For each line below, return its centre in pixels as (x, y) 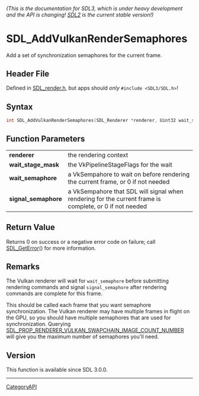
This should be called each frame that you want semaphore (79, 305)
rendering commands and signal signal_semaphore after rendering (86, 287)
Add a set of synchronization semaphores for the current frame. (84, 55)
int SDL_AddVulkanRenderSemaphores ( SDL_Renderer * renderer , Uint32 (91, 121)
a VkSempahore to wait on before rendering (129, 174)
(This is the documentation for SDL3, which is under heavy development (94, 8)
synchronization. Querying (38, 324)
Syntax (20, 107)
